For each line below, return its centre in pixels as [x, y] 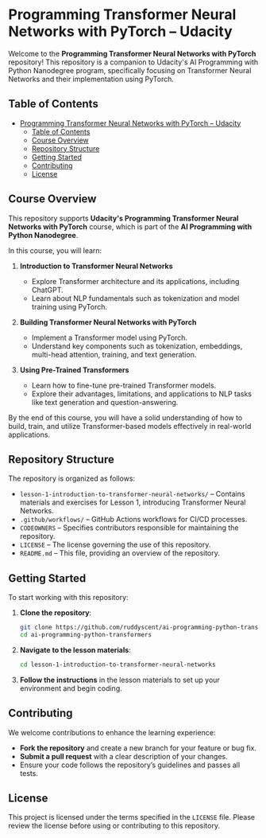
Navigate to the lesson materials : [75, 649]
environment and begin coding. [71, 688]
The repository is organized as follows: [72, 478]
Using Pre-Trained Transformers [74, 370]
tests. [29, 773]
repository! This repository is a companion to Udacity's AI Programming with [133, 62]
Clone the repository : [56, 613]
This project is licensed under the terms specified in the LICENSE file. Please [132, 817]
